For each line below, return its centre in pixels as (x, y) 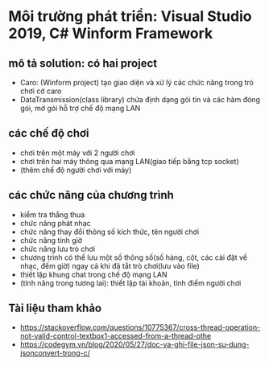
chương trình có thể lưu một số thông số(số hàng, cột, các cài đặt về (134, 257)
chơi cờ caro (41, 91)
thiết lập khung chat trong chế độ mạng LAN (93, 274)
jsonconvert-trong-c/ (55, 353)
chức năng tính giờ (51, 240)
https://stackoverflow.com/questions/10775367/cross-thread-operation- (140, 327)
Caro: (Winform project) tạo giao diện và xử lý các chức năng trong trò (137, 82)
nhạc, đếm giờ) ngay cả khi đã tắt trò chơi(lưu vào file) (110, 265)
